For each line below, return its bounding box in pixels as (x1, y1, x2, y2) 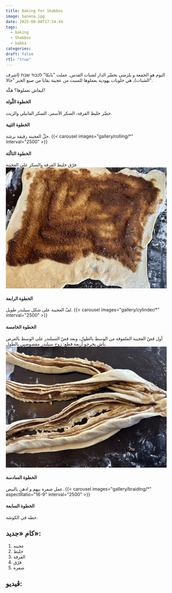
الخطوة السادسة (6, 474, 37, 481)
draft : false (6, 51, 34, 56)
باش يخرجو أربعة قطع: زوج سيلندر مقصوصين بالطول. (6, 341, 107, 347)
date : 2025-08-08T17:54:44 (6, 19, 63, 24)
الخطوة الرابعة (6, 295, 33, 302)
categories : (6, 46, 31, 51)
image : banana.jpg (6, 13, 45, 19)
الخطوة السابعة (6, 503, 35, 509)
